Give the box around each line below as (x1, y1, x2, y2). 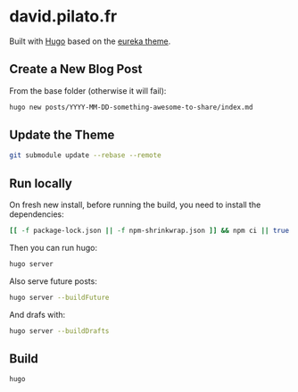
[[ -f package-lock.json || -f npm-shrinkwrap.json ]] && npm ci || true (9, 226, 290, 236)
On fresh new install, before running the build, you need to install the (9, 199, 261, 211)
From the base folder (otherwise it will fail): (9, 85, 167, 96)
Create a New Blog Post (9, 62, 143, 77)
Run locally (9, 176, 73, 191)
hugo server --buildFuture (9, 293, 110, 302)
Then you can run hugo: (9, 243, 98, 253)
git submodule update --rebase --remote (9, 151, 162, 160)
